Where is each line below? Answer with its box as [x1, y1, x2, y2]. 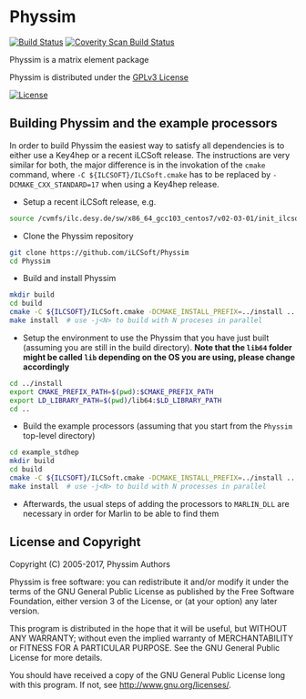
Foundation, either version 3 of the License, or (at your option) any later [9, 595, 278, 606]
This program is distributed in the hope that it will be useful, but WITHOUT [9, 623, 288, 633]
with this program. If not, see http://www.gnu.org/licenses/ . [9, 679, 232, 690]
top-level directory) [22, 431, 96, 441]
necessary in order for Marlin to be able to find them [22, 508, 219, 519]
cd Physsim [9, 257, 51, 266]
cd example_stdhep [9, 448, 79, 457]
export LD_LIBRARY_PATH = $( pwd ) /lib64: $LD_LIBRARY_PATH [9, 396, 222, 405]
